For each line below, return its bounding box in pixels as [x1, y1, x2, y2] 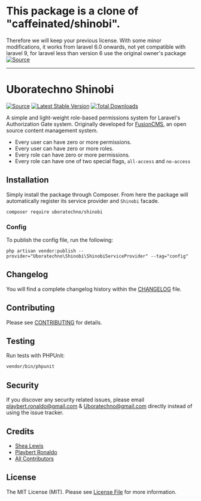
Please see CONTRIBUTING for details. [6, 319, 103, 326]
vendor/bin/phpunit [6, 364, 55, 370]
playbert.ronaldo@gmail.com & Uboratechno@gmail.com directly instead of [6, 403, 193, 410]
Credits [6, 426, 35, 436]
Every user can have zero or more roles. [14, 145, 114, 152]
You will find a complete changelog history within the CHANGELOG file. [6, 285, 182, 292]
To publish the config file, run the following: [6, 236, 114, 244]
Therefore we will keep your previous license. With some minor [6, 37, 162, 44]
